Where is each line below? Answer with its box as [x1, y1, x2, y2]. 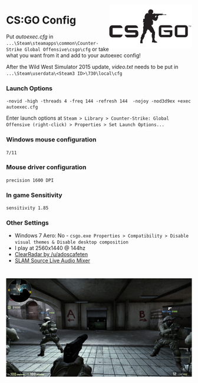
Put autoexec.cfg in [6, 33, 54, 40]
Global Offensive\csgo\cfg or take [24, 45, 109, 52]
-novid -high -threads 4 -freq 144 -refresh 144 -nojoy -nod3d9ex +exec [6, 98, 192, 104]
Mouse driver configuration [6, 163, 87, 171]
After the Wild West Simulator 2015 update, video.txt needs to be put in [6, 63, 179, 70]
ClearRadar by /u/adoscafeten [14, 251, 88, 258]
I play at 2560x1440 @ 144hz [14, 245, 86, 252]
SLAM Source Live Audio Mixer [14, 257, 90, 264]
